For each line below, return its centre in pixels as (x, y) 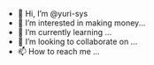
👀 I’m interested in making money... (81, 23)
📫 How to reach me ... (58, 51)
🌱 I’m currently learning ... (65, 32)
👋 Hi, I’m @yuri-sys (53, 14)
